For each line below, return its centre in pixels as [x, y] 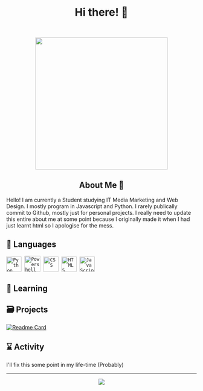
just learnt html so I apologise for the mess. [60, 225]
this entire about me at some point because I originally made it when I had [98, 219]
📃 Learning [27, 288]
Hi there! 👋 [101, 12]
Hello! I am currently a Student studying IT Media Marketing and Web [92, 200]
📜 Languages [31, 245]
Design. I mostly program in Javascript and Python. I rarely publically [92, 206]
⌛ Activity [25, 347]
